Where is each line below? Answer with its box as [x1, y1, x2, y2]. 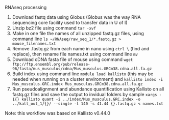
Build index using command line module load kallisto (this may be [12, 71, 154, 77]
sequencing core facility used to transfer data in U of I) [12, 20, 128, 25]
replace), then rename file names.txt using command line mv [12, 51, 138, 57]
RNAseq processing [5, 5, 47, 10]
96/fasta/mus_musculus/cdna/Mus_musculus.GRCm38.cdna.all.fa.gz [12, 66, 152, 71]
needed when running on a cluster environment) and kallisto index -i [12, 76, 163, 82]
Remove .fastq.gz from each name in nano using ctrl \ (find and [12, 46, 150, 51]
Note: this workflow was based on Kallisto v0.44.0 [5, 110, 110, 116]
